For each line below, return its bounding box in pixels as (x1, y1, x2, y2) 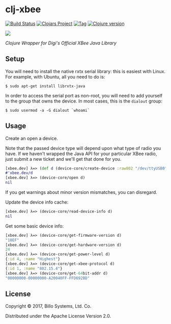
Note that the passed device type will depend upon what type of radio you (5, 145, 161, 151)
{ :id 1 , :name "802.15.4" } (5, 266, 63, 271)
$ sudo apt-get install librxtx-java (5, 83, 85, 89)
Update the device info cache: (5, 199, 69, 205)
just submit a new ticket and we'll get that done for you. (5, 156, 122, 162)
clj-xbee (5, 4, 41, 15)
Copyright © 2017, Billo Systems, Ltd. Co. (5, 303, 92, 309)
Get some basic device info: (5, 223, 64, 229)
